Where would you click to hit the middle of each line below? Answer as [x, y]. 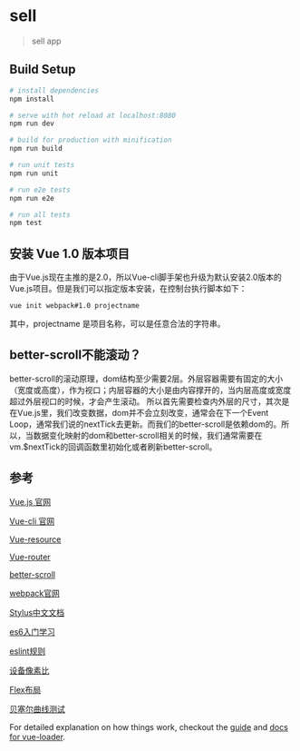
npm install [32, 99]
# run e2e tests [40, 190]
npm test [26, 223]
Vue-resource [35, 539]
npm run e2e [32, 198]
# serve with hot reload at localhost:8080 [93, 115]
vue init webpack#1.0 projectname [75, 306]
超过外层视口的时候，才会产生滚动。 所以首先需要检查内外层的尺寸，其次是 [150, 401]
